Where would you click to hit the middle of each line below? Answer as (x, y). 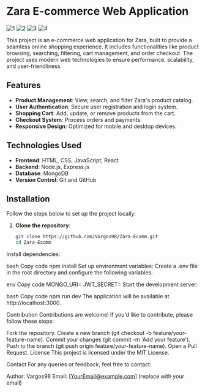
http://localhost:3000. (34, 303)
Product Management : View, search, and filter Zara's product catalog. (104, 100)
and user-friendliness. (34, 66)
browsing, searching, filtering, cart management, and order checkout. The (100, 53)
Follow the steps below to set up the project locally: (71, 214)
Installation (28, 199)
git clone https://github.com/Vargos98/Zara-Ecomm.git (87, 237)
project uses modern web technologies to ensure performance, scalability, (100, 59)
